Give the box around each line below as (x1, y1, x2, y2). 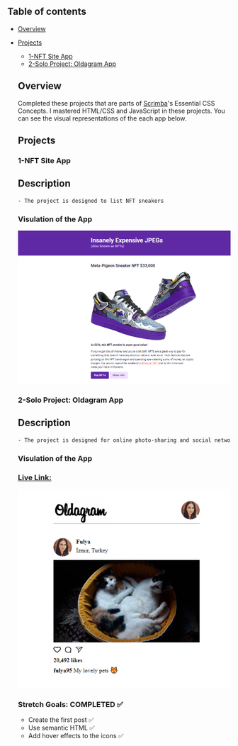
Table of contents (7, 6, 86, 18)
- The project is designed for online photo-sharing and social (17, 436, 212, 444)
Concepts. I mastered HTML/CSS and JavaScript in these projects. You (17, 106, 225, 115)
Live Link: (17, 472, 52, 482)
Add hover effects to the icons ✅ (28, 731, 124, 740)
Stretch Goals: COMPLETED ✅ (17, 699, 124, 709)
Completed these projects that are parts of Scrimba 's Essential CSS (17, 99, 215, 107)
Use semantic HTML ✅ (28, 723, 96, 732)
